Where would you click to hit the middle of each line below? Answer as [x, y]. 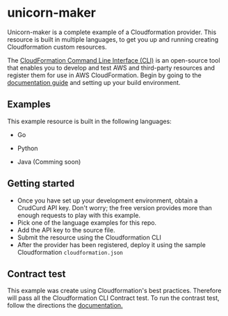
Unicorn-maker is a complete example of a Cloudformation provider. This [112, 32]
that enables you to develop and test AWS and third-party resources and [111, 68]
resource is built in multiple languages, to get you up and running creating [113, 39]
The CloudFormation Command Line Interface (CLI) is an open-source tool [114, 60]
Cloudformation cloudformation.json [70, 252]
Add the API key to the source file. [66, 230]
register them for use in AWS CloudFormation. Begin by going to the [104, 75]
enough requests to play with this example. [79, 215]
